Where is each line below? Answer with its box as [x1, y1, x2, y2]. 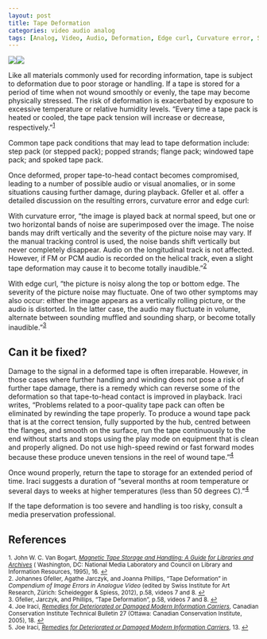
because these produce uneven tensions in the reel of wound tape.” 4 [8, 451, 234, 462]
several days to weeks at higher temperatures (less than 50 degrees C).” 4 [8, 485, 250, 496]
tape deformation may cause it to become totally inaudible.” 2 [8, 262, 207, 273]
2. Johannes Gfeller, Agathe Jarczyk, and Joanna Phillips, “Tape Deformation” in [8, 575, 228, 583]
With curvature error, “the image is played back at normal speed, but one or [8, 211, 256, 220]
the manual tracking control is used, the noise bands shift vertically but [8, 236, 241, 246]
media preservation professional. [8, 510, 117, 520]
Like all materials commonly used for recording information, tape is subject [8, 71, 253, 80]
